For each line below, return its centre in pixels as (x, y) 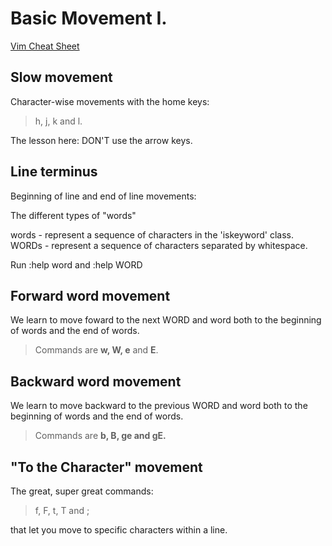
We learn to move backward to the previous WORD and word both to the (159, 406)
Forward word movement (90, 295)
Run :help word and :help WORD (76, 264)
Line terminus (54, 172)
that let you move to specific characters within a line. (119, 530)
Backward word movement (96, 381)
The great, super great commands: (82, 491)
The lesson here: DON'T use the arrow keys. (101, 140)
